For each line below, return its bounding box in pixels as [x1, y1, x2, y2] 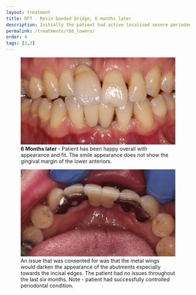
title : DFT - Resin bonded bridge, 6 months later [6, 15, 132, 22]
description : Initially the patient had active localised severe [6, 22, 168, 28]
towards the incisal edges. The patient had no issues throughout [20, 270, 176, 277]
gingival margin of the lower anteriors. [20, 158, 112, 165]
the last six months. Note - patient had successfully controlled [20, 276, 170, 283]
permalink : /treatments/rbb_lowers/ [6, 28, 95, 34]
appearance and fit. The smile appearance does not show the [20, 152, 169, 159]
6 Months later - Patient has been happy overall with [20, 145, 148, 152]
